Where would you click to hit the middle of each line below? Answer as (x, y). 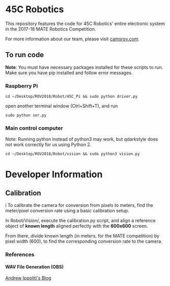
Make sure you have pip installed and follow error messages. (69, 73)
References (20, 255)
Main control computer (34, 128)
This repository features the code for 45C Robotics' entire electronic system (85, 23)
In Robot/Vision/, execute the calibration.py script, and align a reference (81, 221)
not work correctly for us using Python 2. (48, 145)
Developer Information (54, 174)
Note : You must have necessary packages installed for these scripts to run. (84, 67)
